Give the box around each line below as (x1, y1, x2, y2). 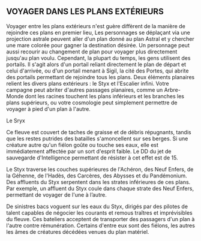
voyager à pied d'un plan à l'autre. (6, 105, 91, 112)
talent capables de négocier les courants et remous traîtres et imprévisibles (6, 209, 193, 216)
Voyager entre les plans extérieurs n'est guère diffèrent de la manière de (6, 22, 186, 29)
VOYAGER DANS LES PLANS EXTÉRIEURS (6, 7, 164, 17)
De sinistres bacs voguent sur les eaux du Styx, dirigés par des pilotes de (6, 203, 188, 210)
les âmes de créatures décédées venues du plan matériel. (6, 228, 149, 235)
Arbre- (164, 86, 181, 94)
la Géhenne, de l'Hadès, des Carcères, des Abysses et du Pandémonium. (6, 172, 187, 179)
